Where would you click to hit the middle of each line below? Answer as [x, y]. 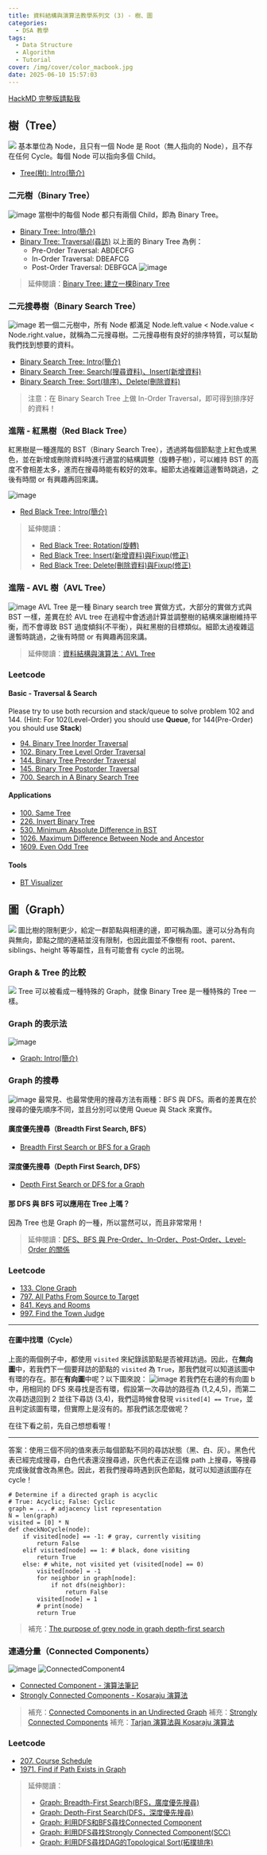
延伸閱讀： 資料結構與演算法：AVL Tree [91, 653]
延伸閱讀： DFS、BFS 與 [66, 1239]
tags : [17, 38]
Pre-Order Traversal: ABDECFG [83, 250]
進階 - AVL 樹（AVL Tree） [60, 588]
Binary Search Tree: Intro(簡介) [70, 361]
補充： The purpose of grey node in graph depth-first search [126, 1629]
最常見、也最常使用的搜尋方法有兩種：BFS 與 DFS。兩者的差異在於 [147, 1099]
